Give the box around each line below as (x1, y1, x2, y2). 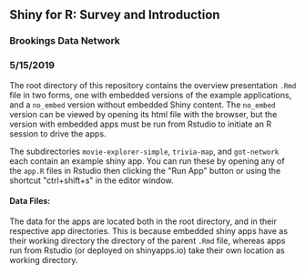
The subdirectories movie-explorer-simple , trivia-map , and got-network (9, 146, 280, 157)
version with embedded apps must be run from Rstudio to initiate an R (9, 118, 271, 129)
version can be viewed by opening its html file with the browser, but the (9, 108, 278, 119)
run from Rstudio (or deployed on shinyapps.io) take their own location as (9, 245, 285, 256)
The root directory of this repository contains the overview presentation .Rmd (9, 79, 297, 90)
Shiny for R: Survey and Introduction (9, 7, 220, 23)
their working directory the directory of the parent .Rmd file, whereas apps (9, 235, 286, 246)
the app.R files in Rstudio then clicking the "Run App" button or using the (9, 165, 281, 176)
